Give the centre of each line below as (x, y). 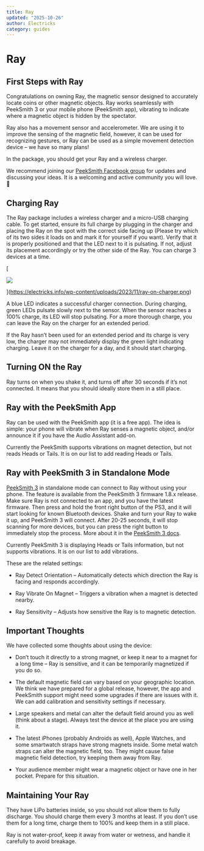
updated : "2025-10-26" (35, 18)
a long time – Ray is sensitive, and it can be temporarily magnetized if (102, 664)
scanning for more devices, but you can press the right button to (87, 527)
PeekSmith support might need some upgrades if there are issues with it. (107, 695)
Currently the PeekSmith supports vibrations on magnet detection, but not (99, 447)
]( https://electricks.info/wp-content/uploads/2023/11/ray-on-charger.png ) (99, 292)
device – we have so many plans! (48, 147)
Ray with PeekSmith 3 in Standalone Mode (88, 473)
